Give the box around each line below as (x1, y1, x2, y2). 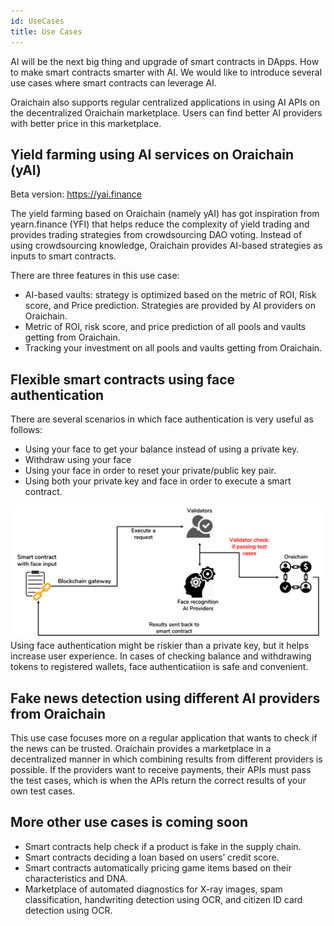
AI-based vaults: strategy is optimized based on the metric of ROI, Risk (24, 289, 317, 301)
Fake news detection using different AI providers (10, 690, 321, 707)
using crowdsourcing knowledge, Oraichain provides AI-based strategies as (10, 240, 323, 252)
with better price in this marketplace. (10, 117, 162, 129)
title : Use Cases (10, 26, 83, 37)
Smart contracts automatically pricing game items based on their (24, 861, 292, 874)
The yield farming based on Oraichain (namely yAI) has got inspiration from (10, 208, 320, 220)
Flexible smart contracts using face (10, 371, 236, 388)
